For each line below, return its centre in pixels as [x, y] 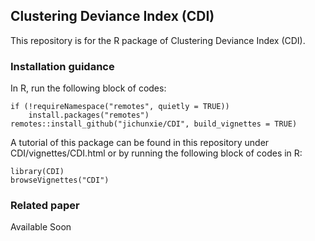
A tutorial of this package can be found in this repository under [140, 143]
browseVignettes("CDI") [60, 180]
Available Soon [41, 227]
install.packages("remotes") [89, 115]
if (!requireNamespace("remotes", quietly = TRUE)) [120, 107]
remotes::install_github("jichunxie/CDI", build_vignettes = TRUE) [154, 124]
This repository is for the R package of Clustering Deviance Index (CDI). [158, 40]
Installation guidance [62, 66]
